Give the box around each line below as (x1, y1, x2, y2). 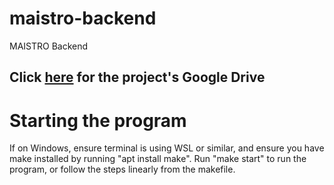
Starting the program (9, 109, 187, 132)
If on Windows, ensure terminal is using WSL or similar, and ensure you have (9, 142, 325, 154)
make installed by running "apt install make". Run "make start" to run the (9, 153, 307, 165)
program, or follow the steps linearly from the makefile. (9, 163, 236, 176)
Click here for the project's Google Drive (9, 69, 266, 86)
